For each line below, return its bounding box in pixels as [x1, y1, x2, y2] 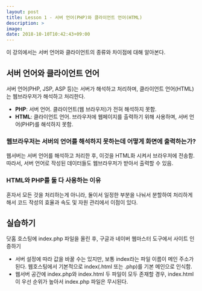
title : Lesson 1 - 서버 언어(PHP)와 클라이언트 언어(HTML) [6, 14, 143, 21]
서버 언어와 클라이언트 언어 [6, 68, 99, 78]
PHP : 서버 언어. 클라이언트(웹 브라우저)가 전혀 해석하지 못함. [14, 105, 157, 112]
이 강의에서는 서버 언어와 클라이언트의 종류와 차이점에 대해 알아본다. [6, 49, 166, 56]
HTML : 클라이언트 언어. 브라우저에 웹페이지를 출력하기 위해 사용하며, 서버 [14, 113, 188, 120]
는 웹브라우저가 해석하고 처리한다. [6, 92, 86, 100]
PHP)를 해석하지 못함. [22, 120, 74, 127]
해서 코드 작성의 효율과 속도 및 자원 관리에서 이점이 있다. [6, 199, 138, 206]
